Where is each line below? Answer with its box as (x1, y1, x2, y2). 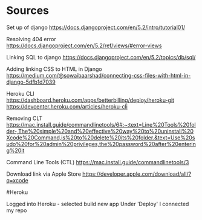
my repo (6, 207, 27, 214)
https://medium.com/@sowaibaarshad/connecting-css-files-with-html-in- (6, 72, 191, 79)
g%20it (6, 147, 25, 154)
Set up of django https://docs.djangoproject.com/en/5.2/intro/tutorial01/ (6, 24, 186, 31)
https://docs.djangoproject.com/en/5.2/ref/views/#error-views (6, 42, 162, 49)
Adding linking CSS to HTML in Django (6, 65, 102, 73)
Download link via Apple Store (6, 170, 82, 178)
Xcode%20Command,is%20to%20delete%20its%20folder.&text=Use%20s (6, 134, 195, 141)
